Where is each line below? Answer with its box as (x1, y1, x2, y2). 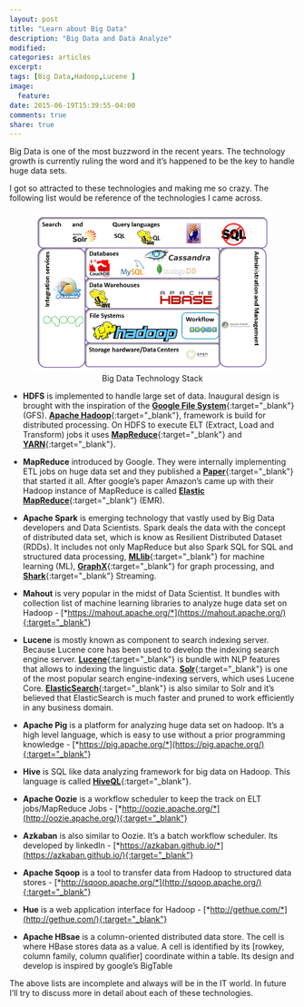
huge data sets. (9, 165, 68, 176)
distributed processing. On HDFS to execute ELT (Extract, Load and (22, 419, 275, 430)
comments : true (9, 110, 67, 120)
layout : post (9, 15, 59, 24)
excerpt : (9, 63, 43, 72)
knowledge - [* (22, 738, 80, 749)
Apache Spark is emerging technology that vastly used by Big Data (22, 512, 275, 523)
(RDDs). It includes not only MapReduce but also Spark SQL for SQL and (22, 541, 293, 552)
